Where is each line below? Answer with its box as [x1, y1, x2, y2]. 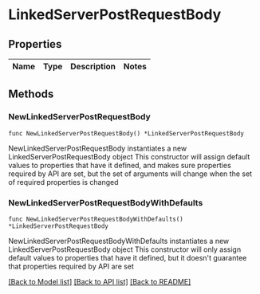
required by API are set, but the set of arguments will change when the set [8, 169, 253, 178]
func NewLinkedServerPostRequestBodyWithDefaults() [8, 215, 183, 223]
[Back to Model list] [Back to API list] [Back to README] [8, 276, 191, 286]
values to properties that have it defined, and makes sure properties [8, 160, 231, 170]
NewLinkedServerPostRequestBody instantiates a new [8, 143, 187, 153]
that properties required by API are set [8, 261, 134, 271]
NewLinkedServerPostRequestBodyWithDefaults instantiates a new [8, 236, 230, 245]
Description [70, 61, 116, 72]
